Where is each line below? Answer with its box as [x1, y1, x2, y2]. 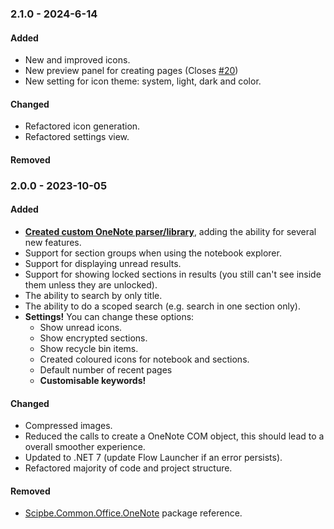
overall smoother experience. [24, 441, 146, 453]
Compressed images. [24, 420, 113, 432]
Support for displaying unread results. [24, 258, 182, 270]
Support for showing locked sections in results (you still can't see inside [24, 268, 322, 281]
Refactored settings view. [24, 131, 130, 143]
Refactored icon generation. [24, 120, 141, 132]
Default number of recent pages [39, 364, 173, 376]
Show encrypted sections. [39, 332, 148, 344]
